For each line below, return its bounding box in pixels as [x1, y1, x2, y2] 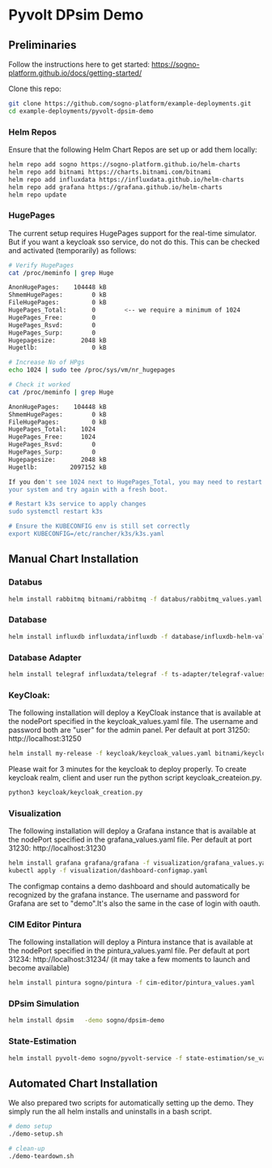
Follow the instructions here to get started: [8, 59, 150, 69]
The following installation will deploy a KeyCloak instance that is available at [8, 708, 261, 718]
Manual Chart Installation [8, 552, 139, 566]
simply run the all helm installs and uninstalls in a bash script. [8, 1106, 212, 1117]
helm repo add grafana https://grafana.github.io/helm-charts [8, 183, 223, 192]
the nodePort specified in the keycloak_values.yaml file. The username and [8, 717, 258, 726]
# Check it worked [8, 381, 70, 389]
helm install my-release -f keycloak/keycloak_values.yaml [8, 749, 212, 758]
